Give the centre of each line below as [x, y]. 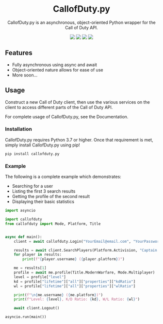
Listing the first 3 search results [44, 191]
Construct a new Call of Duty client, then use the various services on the [78, 102]
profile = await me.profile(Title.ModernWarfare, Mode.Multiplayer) [84, 273]
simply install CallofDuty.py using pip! [42, 145]
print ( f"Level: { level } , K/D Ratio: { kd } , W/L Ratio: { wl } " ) [77, 299]
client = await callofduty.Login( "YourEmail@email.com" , [73, 241]
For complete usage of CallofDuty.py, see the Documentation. [67, 117]
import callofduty [24, 219]
